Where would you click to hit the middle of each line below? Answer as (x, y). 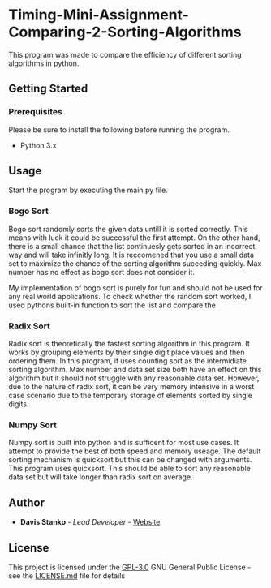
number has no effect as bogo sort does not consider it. (101, 272)
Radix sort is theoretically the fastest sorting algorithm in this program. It (129, 344)
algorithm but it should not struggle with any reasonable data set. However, (134, 378)
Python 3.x (38, 145)
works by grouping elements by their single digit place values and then (127, 352)
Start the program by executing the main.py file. (88, 190)
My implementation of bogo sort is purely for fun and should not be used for (135, 288)
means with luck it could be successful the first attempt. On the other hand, (135, 238)
